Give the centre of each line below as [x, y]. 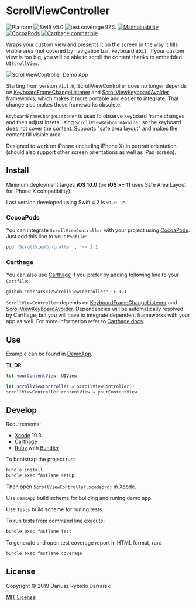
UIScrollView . [23, 63]
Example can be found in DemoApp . [49, 354]
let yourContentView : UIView [42, 376]
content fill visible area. [34, 134]
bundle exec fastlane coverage [44, 554]
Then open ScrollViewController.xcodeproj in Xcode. [71, 487]
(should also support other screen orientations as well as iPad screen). [91, 152]
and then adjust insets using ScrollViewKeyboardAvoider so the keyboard [94, 122]
